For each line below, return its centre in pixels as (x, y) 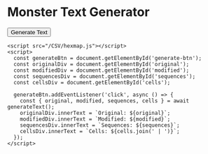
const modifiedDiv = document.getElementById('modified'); (102, 70)
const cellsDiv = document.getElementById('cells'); (92, 82)
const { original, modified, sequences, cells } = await (105, 101)
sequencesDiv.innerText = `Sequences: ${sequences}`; (100, 125)
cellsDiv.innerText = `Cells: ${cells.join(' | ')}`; (100, 131)
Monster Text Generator (78, 12)
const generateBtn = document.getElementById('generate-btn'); (108, 58)
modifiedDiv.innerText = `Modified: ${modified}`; (95, 119)
